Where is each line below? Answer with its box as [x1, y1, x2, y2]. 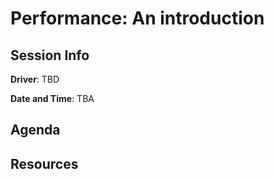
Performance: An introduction [10, 7, 265, 30]
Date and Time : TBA [10, 93, 95, 104]
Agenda [10, 122, 61, 139]
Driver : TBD [10, 73, 60, 85]
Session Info [10, 47, 90, 64]
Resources [10, 155, 79, 172]
